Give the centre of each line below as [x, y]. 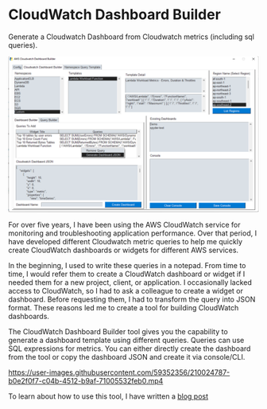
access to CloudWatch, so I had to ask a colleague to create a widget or [126, 290]
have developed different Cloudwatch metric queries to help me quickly [126, 241]
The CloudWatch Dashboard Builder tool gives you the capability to [118, 331]
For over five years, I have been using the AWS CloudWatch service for [124, 224]
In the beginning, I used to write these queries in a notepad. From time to [127, 265]
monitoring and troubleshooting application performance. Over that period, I [132, 233]
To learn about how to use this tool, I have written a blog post [108, 396]
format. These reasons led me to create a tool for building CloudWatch [124, 307]
